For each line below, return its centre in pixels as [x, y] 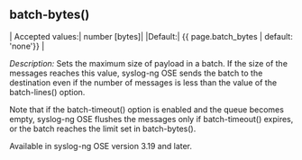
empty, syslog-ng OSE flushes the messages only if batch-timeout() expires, [151, 119]
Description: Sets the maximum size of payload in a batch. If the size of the [149, 63]
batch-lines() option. [47, 92]
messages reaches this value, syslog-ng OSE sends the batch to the [136, 73]
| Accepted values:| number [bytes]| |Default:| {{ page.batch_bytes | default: [151, 36]
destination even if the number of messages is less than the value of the [143, 82]
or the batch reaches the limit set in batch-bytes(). [103, 129]
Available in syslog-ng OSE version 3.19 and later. [101, 146]
